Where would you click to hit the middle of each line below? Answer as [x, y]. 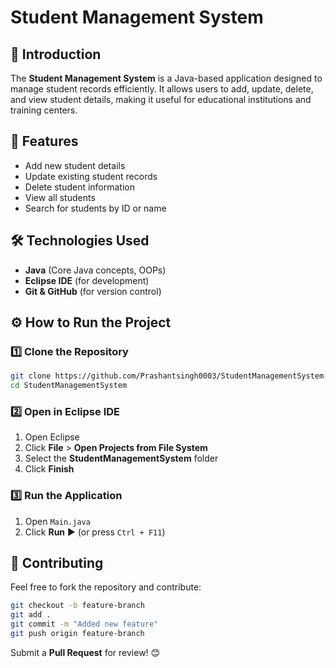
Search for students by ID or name [95, 208]
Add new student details [75, 165]
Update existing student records [91, 176]
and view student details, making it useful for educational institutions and [161, 99]
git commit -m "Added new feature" [84, 624]
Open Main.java [57, 521]
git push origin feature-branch [77, 634]
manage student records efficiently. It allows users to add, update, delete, [162, 89]
